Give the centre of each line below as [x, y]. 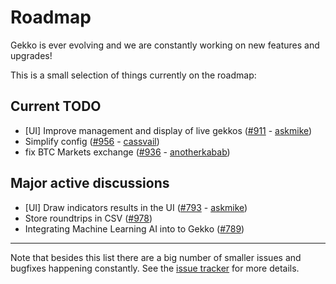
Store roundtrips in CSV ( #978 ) [88, 218]
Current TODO [56, 106]
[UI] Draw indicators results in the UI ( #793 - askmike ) [136, 207]
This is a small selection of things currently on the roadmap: [133, 75]
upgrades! [31, 55]
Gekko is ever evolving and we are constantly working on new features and [165, 45]
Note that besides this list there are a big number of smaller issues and [156, 257]
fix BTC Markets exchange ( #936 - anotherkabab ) [127, 152]
